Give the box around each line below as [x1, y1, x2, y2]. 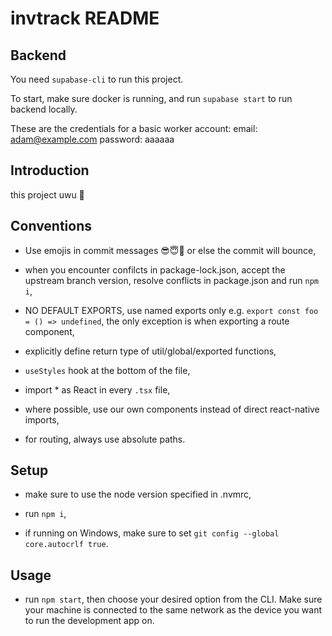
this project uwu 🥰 [10, 188, 85, 201]
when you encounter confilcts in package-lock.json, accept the [24, 263, 286, 276]
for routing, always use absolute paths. [24, 433, 186, 445]
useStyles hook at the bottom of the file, [24, 364, 191, 376]
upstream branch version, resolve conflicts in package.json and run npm [24, 274, 319, 286]
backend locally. [10, 103, 78, 115]
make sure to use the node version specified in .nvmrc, [24, 488, 252, 501]
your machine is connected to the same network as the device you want [24, 604, 322, 616]
